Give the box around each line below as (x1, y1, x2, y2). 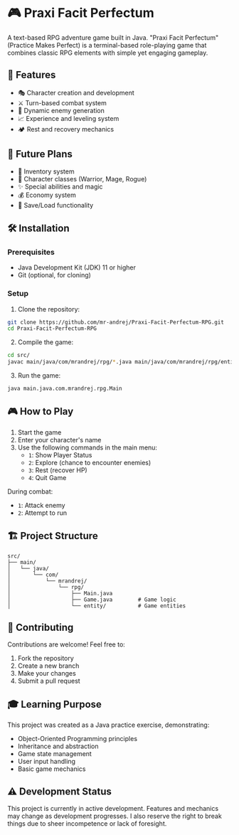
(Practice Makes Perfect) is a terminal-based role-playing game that (7, 41, 207, 49)
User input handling (17, 757, 76, 766)
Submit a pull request (17, 676, 80, 686)
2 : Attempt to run (17, 509, 68, 517)
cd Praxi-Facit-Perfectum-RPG (7, 325, 97, 332)
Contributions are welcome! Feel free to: (7, 640, 126, 649)
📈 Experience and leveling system (17, 114, 119, 122)
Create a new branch (17, 661, 80, 670)
